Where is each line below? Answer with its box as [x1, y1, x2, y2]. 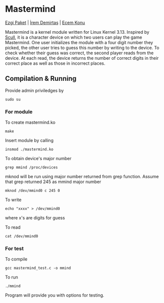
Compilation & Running [5, 74, 77, 83]
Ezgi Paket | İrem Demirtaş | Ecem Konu [5, 20, 85, 25]
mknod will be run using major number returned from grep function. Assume [5, 174, 159, 180]
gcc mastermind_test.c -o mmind [5, 266, 71, 271]
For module [5, 108, 33, 115]
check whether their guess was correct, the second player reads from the [5, 50, 154, 56]
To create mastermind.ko [5, 119, 55, 125]
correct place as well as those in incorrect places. [5, 60, 105, 66]
